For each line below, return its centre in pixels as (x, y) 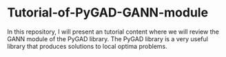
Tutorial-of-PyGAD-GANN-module (108, 13)
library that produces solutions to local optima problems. (87, 46)
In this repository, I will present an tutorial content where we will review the (113, 32)
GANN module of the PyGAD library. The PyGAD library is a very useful (108, 38)
